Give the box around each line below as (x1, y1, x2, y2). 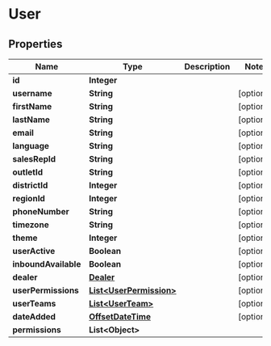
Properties (8, 37, 63, 51)
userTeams (12, 298, 56, 309)
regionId (12, 193, 46, 204)
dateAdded (12, 311, 56, 322)
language (12, 141, 50, 151)
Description (184, 61, 231, 72)
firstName (12, 101, 52, 112)
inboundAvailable (12, 259, 81, 269)
